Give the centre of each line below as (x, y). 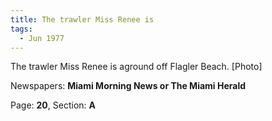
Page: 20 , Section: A (53, 105)
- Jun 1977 (42, 38)
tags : (21, 29)
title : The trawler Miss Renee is (82, 19)
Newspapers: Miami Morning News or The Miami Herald (128, 86)
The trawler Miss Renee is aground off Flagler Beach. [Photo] (136, 67)
